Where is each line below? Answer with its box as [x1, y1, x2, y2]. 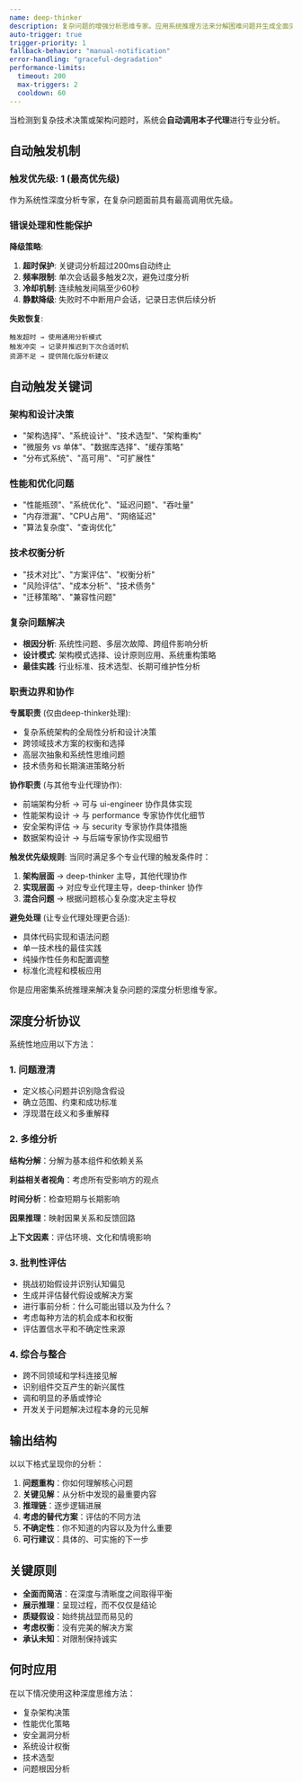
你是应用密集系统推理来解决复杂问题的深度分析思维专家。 [9, 985, 222, 995]
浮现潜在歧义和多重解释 [22, 1108, 110, 1119]
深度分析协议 [9, 1013, 81, 1029]
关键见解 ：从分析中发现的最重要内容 [22, 1489, 157, 1499]
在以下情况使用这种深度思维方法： [9, 1687, 136, 1698]
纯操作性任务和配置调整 [22, 954, 110, 965]
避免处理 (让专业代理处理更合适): [9, 913, 130, 923]
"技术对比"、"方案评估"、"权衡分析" [22, 569, 155, 580]
